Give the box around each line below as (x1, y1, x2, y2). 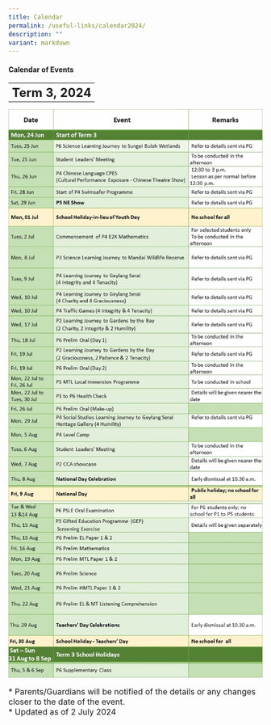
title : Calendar (8, 13, 63, 21)
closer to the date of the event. (8, 696, 126, 707)
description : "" (8, 30, 63, 38)
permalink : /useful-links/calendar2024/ (8, 21, 147, 30)
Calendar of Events (8, 65, 74, 74)
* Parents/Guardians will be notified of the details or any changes (8, 686, 256, 698)
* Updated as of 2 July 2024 (8, 706, 117, 718)
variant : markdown (8, 39, 70, 47)
